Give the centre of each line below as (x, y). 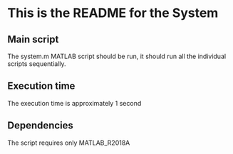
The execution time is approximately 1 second (74, 103)
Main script (33, 39)
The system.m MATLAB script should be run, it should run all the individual (117, 56)
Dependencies (40, 126)
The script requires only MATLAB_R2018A (69, 143)
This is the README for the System (113, 13)
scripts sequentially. (37, 64)
